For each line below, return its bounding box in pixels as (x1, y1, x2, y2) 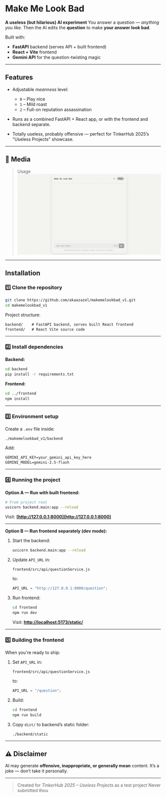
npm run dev (12, 610, 37, 615)
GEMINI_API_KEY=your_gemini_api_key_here (5, 455, 92, 460)
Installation (5, 269, 41, 278)
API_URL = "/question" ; (12, 688, 62, 693)
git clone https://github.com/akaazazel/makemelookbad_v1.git (5, 298, 136, 303)
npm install (5, 396, 30, 401)
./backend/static (12, 732, 48, 737)
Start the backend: (12, 538, 50, 544)
